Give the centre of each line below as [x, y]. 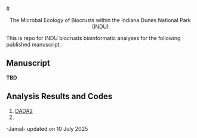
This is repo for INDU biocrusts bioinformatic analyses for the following [93, 38]
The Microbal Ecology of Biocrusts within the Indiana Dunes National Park [100, 20]
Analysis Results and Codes [59, 96]
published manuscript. [34, 45]
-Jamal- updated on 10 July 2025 [47, 128]
